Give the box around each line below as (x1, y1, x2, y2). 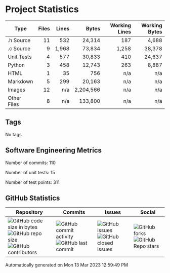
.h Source (8, 36, 31, 44)
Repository (16, 209, 43, 216)
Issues (104, 209, 121, 216)
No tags (5, 131, 22, 137)
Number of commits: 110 (5, 160, 56, 166)
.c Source (8, 45, 31, 52)
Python (8, 61, 25, 68)
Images (8, 86, 25, 93)
